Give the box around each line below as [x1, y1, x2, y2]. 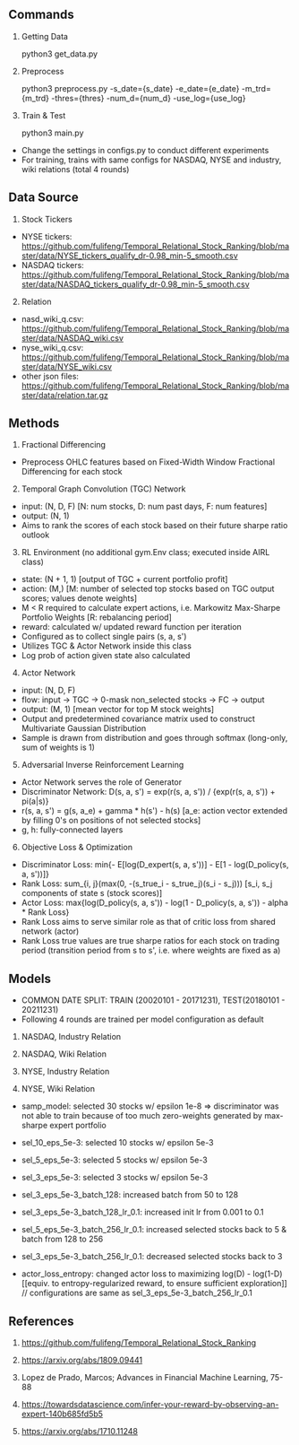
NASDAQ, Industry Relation [21, 1032, 122, 1042]
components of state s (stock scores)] [21, 888, 163, 899]
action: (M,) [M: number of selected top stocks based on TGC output [21, 583, 275, 595]
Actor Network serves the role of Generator [21, 777, 183, 788]
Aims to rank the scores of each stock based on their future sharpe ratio [21, 520, 288, 531]
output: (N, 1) [21, 510, 70, 521]
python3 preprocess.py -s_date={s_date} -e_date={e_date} [21, 83, 240, 93]
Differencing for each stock [21, 466, 123, 477]
